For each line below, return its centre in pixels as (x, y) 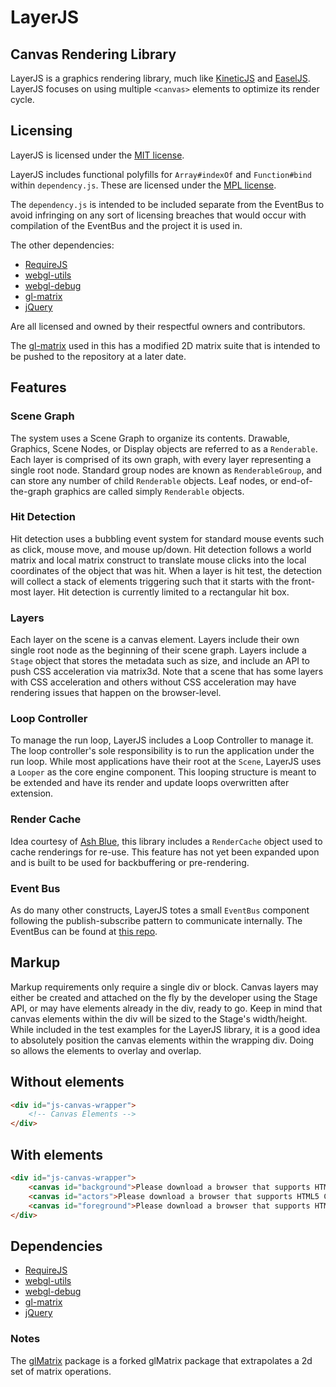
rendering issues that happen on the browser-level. (116, 693)
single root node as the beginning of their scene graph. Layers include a (158, 650)
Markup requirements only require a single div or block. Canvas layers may (164, 987)
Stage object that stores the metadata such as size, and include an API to (160, 661)
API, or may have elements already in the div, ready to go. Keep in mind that (166, 1008)
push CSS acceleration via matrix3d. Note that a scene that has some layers (167, 672)
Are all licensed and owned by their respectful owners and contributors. (158, 326)
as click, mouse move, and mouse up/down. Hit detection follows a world (161, 549)
